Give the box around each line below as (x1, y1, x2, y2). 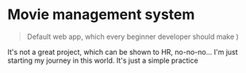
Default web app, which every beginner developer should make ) (26, 32, 239, 41)
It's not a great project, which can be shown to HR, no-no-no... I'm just (7, 47, 239, 56)
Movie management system (7, 6, 195, 24)
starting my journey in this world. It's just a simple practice (7, 56, 199, 65)
